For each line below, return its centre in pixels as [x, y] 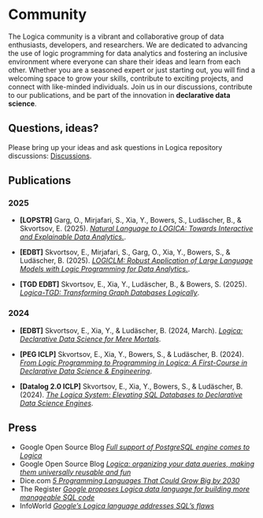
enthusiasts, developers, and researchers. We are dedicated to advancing [128, 44]
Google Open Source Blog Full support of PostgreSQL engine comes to [135, 447]
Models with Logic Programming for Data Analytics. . [105, 269]
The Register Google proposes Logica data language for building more [135, 489]
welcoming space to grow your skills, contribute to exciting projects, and [126, 78]
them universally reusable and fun [75, 472]
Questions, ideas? [54, 128]
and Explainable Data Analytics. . [73, 237]
